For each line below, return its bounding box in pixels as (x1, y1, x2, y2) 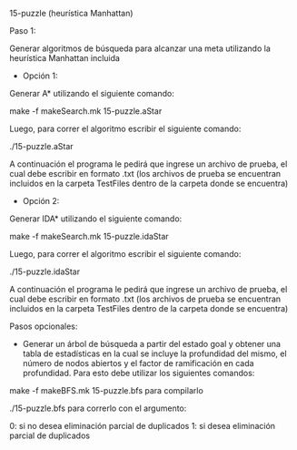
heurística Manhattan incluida (9, 53, 121, 63)
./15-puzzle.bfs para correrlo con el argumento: (9, 403, 187, 414)
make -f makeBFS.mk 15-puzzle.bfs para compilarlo (9, 385, 204, 395)
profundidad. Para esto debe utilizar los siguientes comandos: (22, 368, 255, 378)
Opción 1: (22, 70, 58, 81)
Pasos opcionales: (9, 321, 78, 332)
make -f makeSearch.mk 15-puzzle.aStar (9, 106, 163, 117)
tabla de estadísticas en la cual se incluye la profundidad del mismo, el (22, 348, 288, 359)
